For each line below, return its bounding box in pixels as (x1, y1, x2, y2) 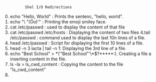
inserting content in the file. (9, 56, 67, 62)
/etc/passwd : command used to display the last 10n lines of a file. (9, 35, 146, 40)
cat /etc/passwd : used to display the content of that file (9, 24, 125, 30)
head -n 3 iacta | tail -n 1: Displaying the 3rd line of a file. (9, 45, 127, 51)
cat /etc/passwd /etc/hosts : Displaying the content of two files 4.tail (9, 29, 151, 35)
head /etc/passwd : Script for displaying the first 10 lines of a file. (9, 40, 144, 46)
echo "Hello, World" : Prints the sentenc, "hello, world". (9, 13, 124, 19)
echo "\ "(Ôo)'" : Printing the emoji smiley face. (9, 19, 107, 24)
